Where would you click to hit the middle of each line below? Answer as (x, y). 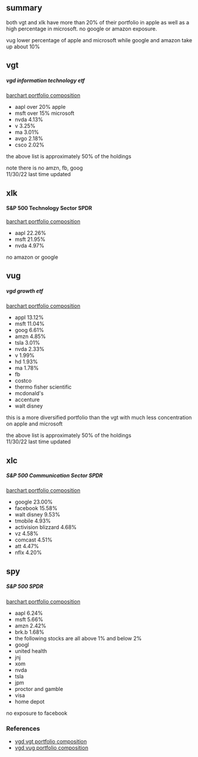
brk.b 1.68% (29, 632)
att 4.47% (27, 546)
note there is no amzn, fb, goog (44, 168)
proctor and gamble (39, 689)
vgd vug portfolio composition (52, 748)
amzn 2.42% (30, 625)
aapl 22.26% (30, 233)
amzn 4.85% (30, 336)
